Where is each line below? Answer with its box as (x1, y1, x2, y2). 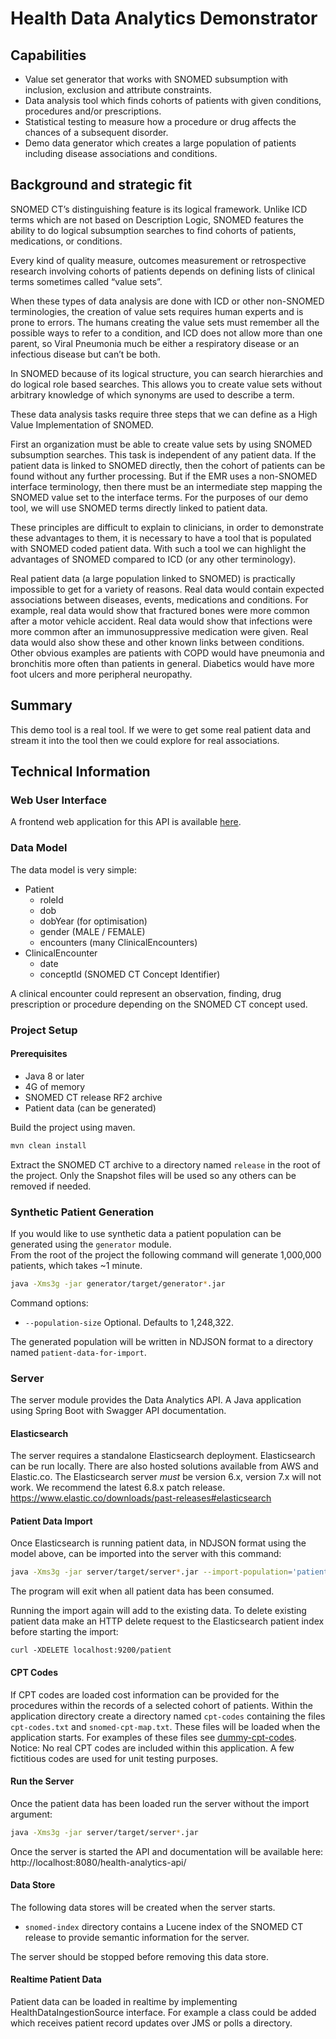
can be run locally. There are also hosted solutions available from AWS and (10, 1460, 319, 1472)
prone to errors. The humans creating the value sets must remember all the (10, 316, 320, 328)
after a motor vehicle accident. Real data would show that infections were (10, 615, 313, 627)
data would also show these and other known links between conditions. (10, 636, 305, 648)
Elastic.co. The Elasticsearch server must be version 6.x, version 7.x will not (10, 1471, 322, 1483)
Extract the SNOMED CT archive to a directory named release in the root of (10, 1158, 321, 1171)
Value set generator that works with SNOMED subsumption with (24, 73, 289, 85)
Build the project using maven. (10, 1121, 136, 1133)
